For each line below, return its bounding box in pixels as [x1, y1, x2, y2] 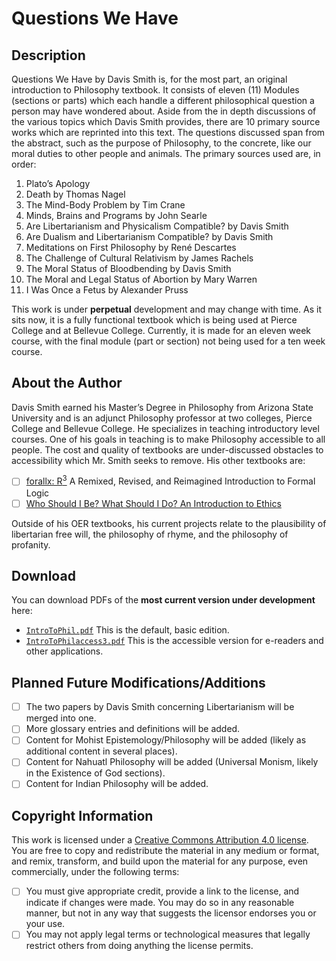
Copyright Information [11, 807, 154, 824]
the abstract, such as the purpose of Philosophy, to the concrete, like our [11, 137, 312, 149]
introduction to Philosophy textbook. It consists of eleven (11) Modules [11, 84, 300, 96]
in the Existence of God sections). [25, 767, 166, 779]
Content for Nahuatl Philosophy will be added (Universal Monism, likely [25, 756, 319, 768]
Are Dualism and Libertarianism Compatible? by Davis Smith [25, 231, 274, 242]
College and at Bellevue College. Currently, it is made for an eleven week [11, 325, 312, 336]
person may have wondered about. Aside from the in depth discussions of [11, 105, 317, 117]
